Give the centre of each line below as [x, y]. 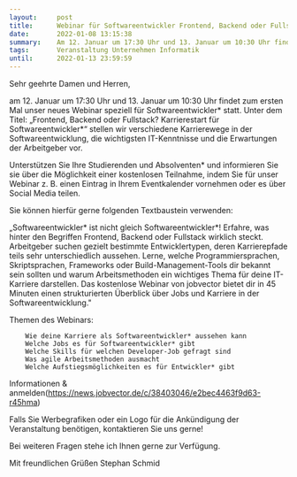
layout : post [41, 17]
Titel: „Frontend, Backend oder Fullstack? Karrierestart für [114, 119]
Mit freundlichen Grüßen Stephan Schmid [85, 463]
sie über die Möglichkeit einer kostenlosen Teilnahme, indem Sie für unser [144, 174]
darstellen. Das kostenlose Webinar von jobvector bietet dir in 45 [158, 284]
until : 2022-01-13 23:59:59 [71, 58]
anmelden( [29, 393]
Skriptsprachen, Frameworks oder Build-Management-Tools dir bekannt [140, 265]
